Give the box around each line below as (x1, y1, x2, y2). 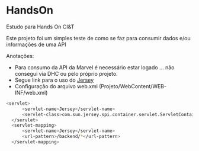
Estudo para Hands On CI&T (6, 23, 75, 30)
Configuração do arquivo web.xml (14, 82, 98, 89)
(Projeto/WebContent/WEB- (98, 82, 167, 89)
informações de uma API (6, 41, 66, 48)
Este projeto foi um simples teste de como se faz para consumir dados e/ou (6, 34, 191, 41)
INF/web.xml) (14, 89, 48, 96)
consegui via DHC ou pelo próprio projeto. (14, 70, 118, 77)
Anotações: (6, 52, 34, 59)
